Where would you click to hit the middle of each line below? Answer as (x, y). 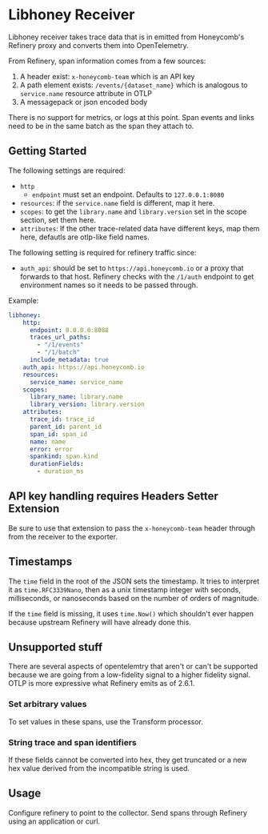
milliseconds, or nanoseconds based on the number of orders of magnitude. (134, 598)
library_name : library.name (76, 397)
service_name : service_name (76, 382)
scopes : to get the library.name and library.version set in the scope (133, 211)
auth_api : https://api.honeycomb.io (84, 367)
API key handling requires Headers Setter (113, 497)
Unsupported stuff (56, 647)
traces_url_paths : (60, 338)
